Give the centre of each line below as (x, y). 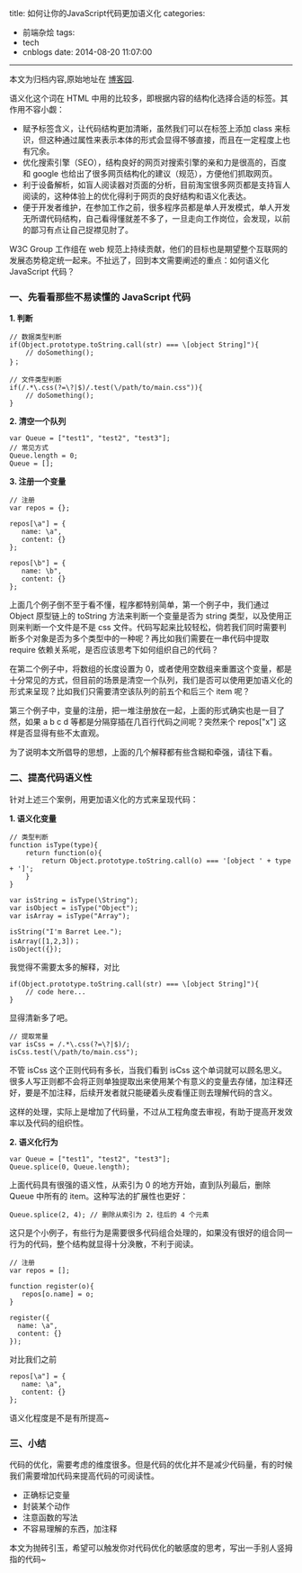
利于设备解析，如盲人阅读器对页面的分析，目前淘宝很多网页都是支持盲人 (156, 185)
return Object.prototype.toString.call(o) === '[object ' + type (167, 861)
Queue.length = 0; (44, 456)
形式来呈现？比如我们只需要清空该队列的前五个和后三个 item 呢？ (130, 692)
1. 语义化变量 (33, 818)
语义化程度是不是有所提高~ (59, 1417)
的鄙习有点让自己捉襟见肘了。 (77, 230)
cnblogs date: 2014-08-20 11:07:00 (87, 52)
